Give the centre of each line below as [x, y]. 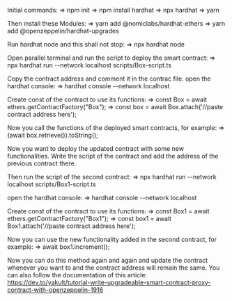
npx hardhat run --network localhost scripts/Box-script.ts [90, 65]
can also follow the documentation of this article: [77, 275]
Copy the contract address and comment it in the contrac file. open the [109, 79]
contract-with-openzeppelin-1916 [55, 290]
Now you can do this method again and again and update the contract [108, 260]
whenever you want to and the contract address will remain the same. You [114, 268]
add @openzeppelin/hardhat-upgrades [63, 31]
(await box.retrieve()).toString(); [53, 135]
